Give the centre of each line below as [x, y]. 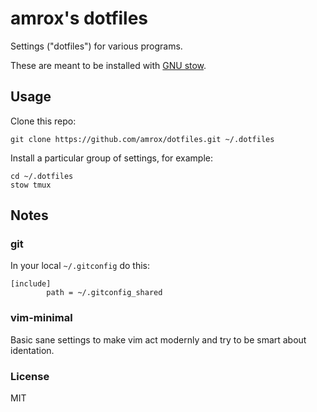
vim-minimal [41, 318]
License [30, 376]
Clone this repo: [43, 121]
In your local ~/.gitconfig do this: [80, 266]
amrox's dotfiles [79, 18]
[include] [31, 284]
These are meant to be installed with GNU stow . [108, 65]
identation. [32, 350]
